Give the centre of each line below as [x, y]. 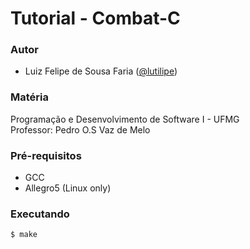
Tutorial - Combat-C [95, 18]
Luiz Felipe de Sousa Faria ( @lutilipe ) [101, 71]
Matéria [29, 97]
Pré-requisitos [46, 155]
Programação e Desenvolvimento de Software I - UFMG [125, 119]
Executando [40, 214]
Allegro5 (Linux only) [68, 188]
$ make [24, 235]
